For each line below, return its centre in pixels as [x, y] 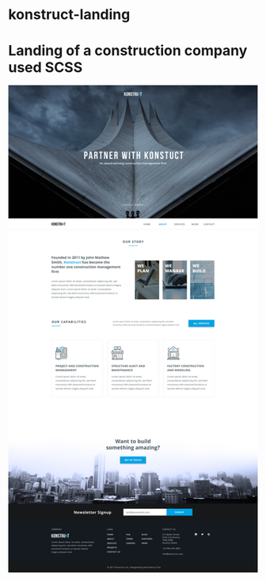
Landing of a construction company [128, 51]
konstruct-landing [69, 15]
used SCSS [46, 68]
